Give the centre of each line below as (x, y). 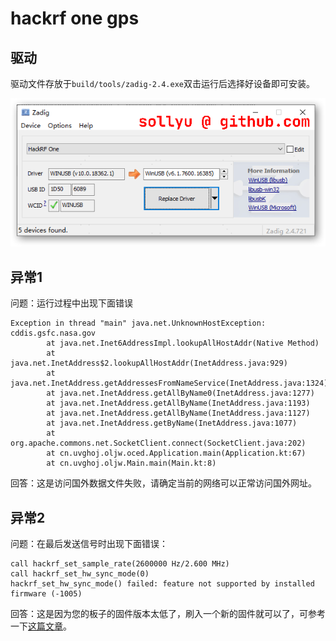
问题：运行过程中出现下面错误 (71, 303)
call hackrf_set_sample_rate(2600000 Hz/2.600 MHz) (120, 564)
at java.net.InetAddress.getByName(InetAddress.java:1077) (172, 423)
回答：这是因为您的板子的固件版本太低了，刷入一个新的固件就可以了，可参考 (168, 614)
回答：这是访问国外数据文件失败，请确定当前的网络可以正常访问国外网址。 (163, 483)
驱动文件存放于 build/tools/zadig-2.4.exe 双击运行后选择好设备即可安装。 (162, 83)
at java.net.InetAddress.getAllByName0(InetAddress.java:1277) (180, 393)
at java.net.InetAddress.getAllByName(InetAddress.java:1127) (178, 413)
